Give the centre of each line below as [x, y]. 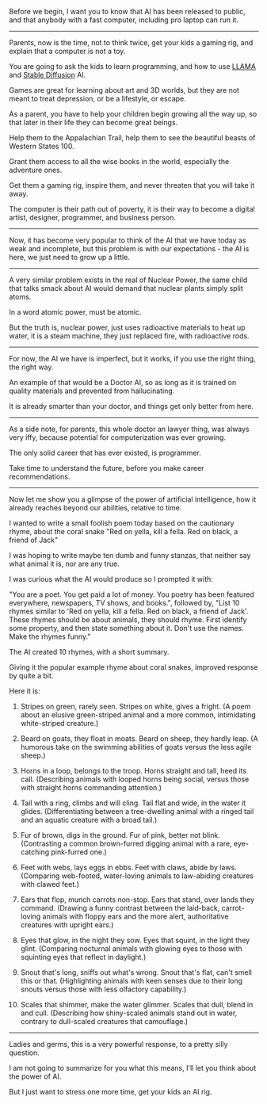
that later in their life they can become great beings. [93, 122]
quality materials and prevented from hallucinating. [92, 391]
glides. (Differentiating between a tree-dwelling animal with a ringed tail [137, 811]
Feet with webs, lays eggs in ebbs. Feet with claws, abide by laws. [128, 867]
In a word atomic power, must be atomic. [75, 312]
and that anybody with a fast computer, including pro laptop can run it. [124, 20]
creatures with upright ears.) [67, 925]
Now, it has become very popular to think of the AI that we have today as [128, 240]
